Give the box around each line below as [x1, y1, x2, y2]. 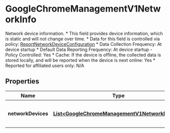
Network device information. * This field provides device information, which [5, 30, 163, 36]
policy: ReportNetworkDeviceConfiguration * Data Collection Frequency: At [5, 41, 162, 47]
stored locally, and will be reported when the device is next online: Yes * [5, 57, 156, 63]
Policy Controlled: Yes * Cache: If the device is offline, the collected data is [5, 51, 161, 58]
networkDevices [8, 110, 49, 117]
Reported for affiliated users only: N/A [5, 62, 84, 69]
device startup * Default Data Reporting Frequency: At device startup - [5, 46, 153, 52]
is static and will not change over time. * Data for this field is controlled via [5, 36, 160, 42]
